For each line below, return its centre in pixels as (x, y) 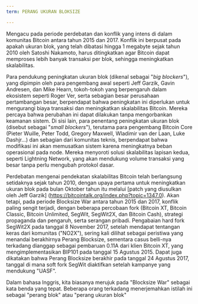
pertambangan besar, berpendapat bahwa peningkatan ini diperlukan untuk (98, 102)
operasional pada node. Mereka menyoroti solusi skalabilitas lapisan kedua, (98, 152)
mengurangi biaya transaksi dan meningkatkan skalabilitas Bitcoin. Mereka (97, 108)
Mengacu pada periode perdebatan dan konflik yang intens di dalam (89, 34)
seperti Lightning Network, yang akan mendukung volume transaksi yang (95, 158)
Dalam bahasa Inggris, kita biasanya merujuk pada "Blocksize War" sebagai (98, 282)
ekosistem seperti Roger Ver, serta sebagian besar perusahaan (83, 95)
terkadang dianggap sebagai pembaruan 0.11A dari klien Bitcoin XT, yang (95, 245)
